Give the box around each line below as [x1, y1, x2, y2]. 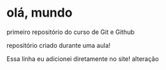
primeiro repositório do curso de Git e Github [6, 28, 135, 36]
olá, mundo [6, 5, 73, 21]
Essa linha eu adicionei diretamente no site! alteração [6, 54, 159, 63]
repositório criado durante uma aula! [6, 41, 111, 49]
